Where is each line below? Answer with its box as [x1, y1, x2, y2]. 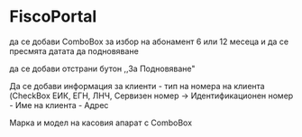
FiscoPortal [9, 6, 97, 27]
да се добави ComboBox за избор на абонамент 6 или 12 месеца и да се [9, 36, 289, 47]
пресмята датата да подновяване [9, 45, 140, 56]
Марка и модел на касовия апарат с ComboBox [9, 117, 192, 128]
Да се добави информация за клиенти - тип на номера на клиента [9, 80, 265, 91]
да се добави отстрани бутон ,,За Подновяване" [9, 63, 196, 74]
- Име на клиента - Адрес [9, 99, 109, 110]
